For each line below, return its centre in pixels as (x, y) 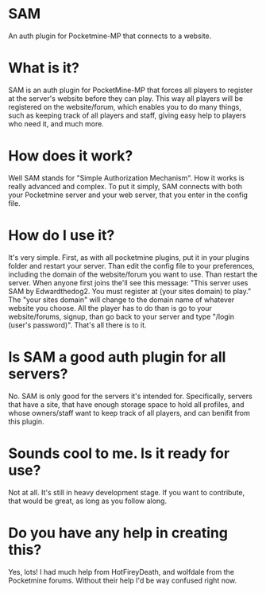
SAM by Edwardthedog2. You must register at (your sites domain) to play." (130, 291)
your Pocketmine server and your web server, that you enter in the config (128, 195)
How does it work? (71, 156)
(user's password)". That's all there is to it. (77, 325)
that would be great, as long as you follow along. (88, 501)
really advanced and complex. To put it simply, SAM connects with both (125, 186)
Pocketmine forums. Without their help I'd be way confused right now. (123, 580)
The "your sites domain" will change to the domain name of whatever (121, 300)
